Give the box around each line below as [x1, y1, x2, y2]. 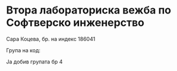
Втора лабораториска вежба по [6, 4, 171, 17]
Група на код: [6, 46, 40, 53]
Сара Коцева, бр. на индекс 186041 [6, 35, 96, 42]
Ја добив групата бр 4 [6, 58, 63, 65]
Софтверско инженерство [6, 16, 144, 29]
